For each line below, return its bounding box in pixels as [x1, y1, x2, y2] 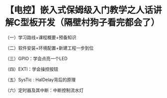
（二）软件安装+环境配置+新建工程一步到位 [5, 45, 94, 51]
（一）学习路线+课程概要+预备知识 [5, 34, 77, 40]
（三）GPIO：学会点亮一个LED [5, 55, 68, 61]
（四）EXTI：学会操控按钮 [5, 66, 59, 72]
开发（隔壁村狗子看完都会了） [37, 17, 160, 28]
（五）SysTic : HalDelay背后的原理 [5, 77, 76, 83]
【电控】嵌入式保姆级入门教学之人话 [5, 4, 154, 16]
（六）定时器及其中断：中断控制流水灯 [5, 87, 83, 93]
